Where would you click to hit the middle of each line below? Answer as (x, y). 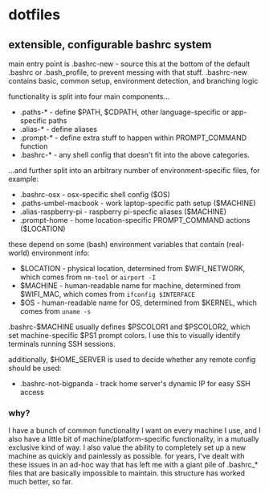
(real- (235, 244)
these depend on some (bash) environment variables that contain (116, 244)
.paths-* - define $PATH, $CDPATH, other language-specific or (124, 112)
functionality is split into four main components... (89, 97)
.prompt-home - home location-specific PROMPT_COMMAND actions (135, 220)
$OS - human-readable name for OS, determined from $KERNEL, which (138, 303)
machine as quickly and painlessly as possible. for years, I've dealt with (126, 456)
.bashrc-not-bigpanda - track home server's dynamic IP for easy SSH (135, 383)
